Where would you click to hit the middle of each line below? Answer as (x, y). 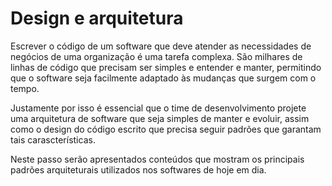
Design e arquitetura (97, 18)
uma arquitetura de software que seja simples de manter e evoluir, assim (160, 118)
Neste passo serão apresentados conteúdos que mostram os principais (157, 159)
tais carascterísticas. (53, 139)
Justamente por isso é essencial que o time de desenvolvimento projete (158, 108)
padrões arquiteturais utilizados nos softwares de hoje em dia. (138, 169)
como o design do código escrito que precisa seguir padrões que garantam (166, 129)
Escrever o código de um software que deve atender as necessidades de (161, 46)
